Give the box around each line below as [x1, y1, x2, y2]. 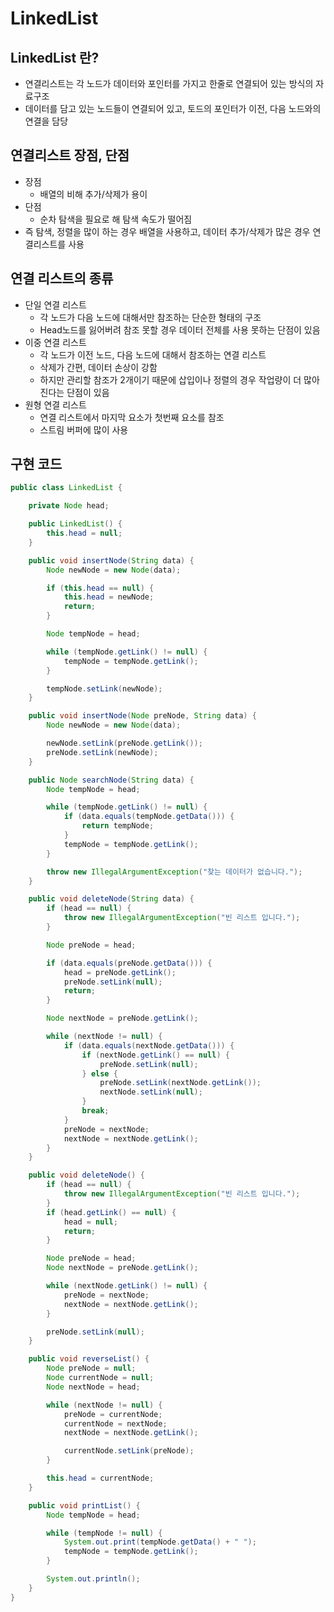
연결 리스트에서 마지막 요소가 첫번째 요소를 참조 [39, 411, 225, 423]
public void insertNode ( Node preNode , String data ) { [28, 711, 257, 721]
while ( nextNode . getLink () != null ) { [46, 1281, 208, 1291]
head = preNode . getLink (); [63, 967, 177, 977]
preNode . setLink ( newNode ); [46, 747, 159, 757]
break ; [81, 1106, 110, 1116]
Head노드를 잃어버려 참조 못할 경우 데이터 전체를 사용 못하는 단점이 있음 [39, 323, 321, 336]
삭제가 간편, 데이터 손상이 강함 [39, 361, 158, 373]
